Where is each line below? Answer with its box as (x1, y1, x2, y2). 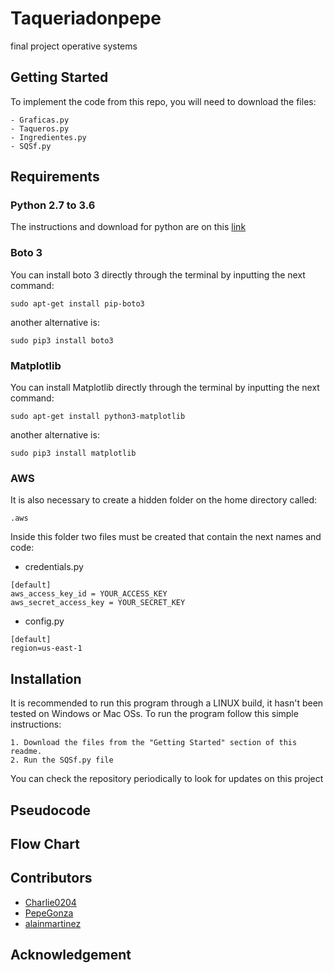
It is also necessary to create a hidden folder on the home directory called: (10, 494, 318, 506)
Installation (10, 670, 82, 687)
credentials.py (24, 561, 84, 573)
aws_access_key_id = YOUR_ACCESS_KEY (10, 589, 168, 599)
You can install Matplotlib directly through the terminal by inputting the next (10, 382, 320, 394)
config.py (24, 615, 65, 627)
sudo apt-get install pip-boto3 (10, 298, 145, 309)
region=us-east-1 (10, 643, 83, 654)
